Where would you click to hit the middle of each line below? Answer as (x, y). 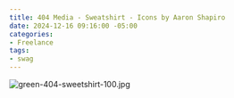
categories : (31, 34)
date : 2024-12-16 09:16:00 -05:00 (74, 26)
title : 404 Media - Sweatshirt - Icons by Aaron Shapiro (117, 17)
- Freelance (31, 42)
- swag (21, 59)
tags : (19, 51)
